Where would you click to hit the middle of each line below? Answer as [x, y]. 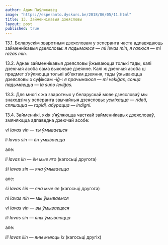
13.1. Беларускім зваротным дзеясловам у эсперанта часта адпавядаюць [84, 43]
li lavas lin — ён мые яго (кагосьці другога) [51, 159]
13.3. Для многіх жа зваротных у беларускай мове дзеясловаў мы [76, 95]
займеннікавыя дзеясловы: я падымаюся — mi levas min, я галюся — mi [83, 48]
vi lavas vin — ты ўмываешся [36, 130]
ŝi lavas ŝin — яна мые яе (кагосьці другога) [53, 189]
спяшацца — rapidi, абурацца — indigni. [49, 105]
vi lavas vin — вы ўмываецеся [37, 208]
